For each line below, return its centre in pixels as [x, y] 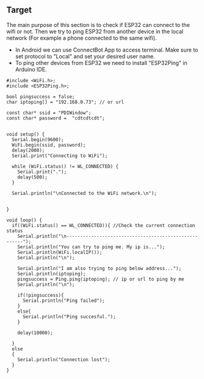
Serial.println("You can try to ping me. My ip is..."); [91, 247]
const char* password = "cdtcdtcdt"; [56, 118]
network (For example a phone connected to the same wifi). [82, 38]
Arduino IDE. [31, 69]
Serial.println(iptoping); [52, 274]
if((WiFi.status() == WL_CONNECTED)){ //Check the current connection [104, 225]
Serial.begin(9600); [38, 140]
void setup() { [26, 134]
